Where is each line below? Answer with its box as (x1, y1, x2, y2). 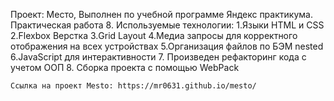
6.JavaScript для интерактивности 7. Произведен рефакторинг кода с (10, 51, 307, 63)
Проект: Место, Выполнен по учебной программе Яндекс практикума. (10, 9, 313, 20)
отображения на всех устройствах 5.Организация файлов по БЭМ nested (10, 40, 324, 52)
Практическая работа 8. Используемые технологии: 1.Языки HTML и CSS (10, 19, 325, 31)
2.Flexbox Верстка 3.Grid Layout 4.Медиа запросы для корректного (10, 30, 298, 41)
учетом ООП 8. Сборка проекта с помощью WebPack (10, 62, 240, 73)
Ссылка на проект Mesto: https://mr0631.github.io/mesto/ (10, 81, 257, 91)
